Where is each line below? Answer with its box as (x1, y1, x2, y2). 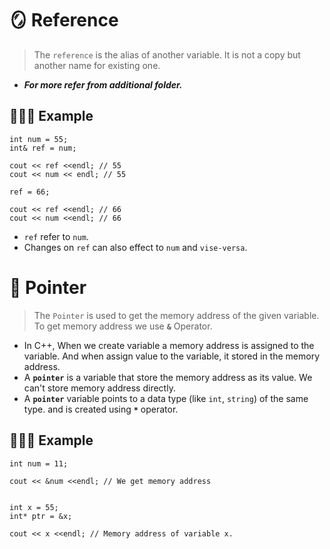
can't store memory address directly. (23, 382, 176, 394)
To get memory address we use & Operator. (33, 320, 213, 332)
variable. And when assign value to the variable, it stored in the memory (23, 350, 321, 362)
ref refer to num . (23, 230, 89, 242)
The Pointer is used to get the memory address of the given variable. (33, 309, 320, 321)
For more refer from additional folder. (23, 78, 183, 91)
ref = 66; (9, 187, 51, 197)
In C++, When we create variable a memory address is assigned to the (23, 339, 315, 351)
